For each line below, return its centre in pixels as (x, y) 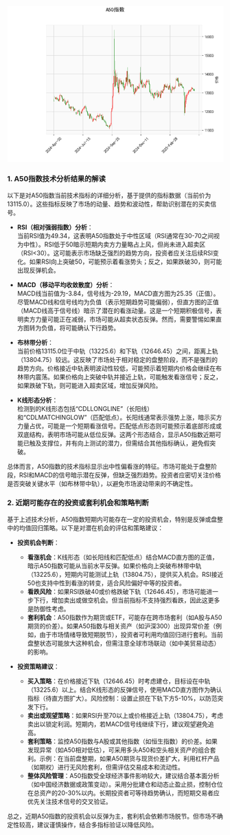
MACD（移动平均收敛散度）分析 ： (66, 284)
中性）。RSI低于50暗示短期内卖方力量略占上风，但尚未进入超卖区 (114, 244)
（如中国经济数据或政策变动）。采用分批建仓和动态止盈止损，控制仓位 (125, 784)
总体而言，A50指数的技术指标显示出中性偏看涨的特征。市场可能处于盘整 (109, 466)
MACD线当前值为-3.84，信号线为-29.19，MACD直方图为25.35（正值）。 (118, 293)
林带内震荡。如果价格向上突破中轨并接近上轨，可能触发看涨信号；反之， (119, 377)
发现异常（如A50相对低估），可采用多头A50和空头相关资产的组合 (119, 750)
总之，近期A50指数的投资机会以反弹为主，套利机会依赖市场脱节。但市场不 (112, 816)
